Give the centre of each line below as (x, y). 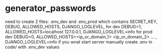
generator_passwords (51, 8)
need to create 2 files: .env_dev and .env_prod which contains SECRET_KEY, (81, 22)
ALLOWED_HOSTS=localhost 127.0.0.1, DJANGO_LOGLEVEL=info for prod (79, 32)
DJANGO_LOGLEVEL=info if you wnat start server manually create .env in (79, 42)
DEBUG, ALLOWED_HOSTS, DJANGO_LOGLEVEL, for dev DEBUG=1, (73, 26)
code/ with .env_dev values (32, 47)
